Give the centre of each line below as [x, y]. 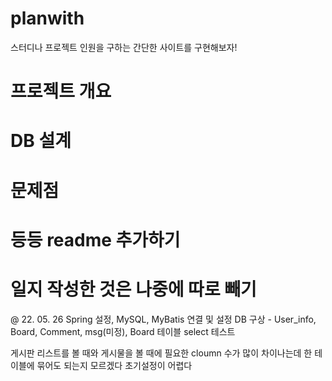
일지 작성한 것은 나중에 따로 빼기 [133, 289]
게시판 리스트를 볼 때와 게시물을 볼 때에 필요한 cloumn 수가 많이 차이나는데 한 [161, 353]
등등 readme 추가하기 [95, 239]
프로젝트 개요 [61, 91]
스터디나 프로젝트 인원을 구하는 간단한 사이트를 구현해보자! [124, 47]
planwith [47, 18]
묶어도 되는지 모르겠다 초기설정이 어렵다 [114, 365]
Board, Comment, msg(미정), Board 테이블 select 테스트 [123, 331]
